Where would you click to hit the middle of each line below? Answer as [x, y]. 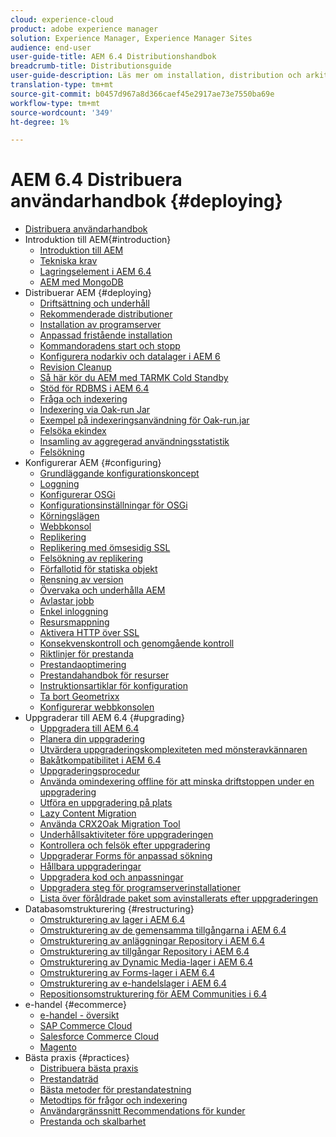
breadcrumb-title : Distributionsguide [91, 66]
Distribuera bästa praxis [89, 1068]
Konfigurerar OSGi [77, 495]
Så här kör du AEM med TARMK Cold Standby [134, 378]
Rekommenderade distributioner [106, 314]
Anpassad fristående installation [106, 335]
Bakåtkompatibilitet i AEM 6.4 [100, 760]
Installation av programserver [100, 325]
